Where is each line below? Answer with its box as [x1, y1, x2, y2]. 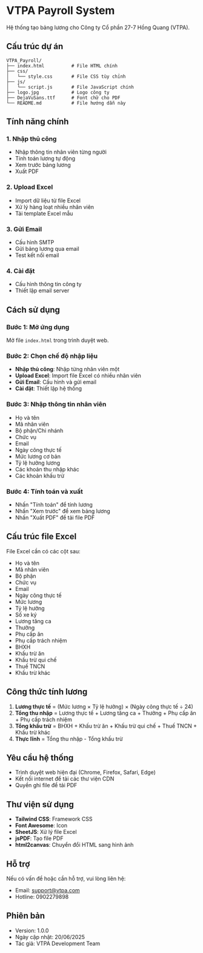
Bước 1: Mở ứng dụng [6, 323, 70, 331]
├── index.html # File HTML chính [6, 63, 118, 69]
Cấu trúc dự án [6, 41, 64, 52]
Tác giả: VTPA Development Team [15, 940, 101, 947]
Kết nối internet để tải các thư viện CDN [15, 775, 115, 782]
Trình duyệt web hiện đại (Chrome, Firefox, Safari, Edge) [15, 769, 156, 776]
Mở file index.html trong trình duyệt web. [6, 336, 109, 344]
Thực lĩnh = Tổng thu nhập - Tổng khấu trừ [15, 735, 123, 742]
